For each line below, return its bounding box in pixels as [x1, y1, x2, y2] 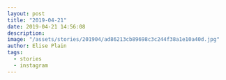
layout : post [7, 10, 45, 17]
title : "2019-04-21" [7, 17, 68, 24]
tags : [7, 49, 23, 56]
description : [7, 29, 45, 37]
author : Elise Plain [7, 42, 68, 49]
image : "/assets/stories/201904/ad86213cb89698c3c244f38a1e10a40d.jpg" [7, 36, 220, 43]
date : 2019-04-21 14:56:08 [7, 23, 86, 30]
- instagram [13, 62, 49, 69]
